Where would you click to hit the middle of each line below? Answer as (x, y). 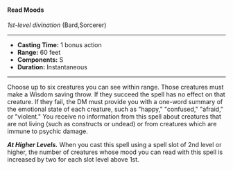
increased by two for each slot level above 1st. (74, 160)
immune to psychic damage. (48, 131)
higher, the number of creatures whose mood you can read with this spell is (115, 152)
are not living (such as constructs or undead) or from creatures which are (112, 124)
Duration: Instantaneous (52, 67)
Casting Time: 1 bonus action (59, 45)
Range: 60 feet (39, 53)
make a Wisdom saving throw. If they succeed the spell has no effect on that (116, 94)
